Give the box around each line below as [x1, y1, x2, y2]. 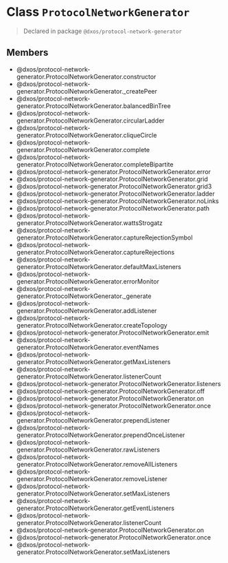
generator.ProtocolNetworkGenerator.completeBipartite [16, 160, 174, 169]
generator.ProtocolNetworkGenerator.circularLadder [16, 116, 165, 125]
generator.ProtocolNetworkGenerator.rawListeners [16, 445, 161, 454]
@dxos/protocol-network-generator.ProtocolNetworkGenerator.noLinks [16, 197, 219, 205]
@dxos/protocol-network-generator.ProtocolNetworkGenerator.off [16, 387, 205, 395]
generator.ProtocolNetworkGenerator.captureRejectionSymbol [16, 233, 193, 242]
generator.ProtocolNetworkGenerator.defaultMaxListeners [16, 262, 181, 270]
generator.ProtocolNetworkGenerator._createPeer [16, 87, 157, 95]
